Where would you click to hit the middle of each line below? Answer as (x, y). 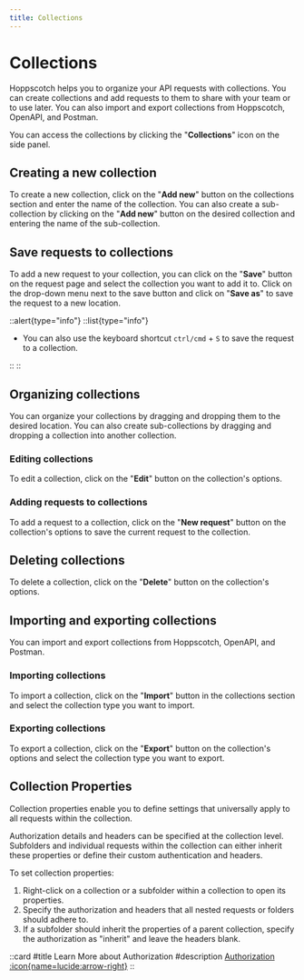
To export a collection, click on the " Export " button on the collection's (140, 748)
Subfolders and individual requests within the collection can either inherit (146, 845)
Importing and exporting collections (113, 620)
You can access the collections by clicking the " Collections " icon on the (144, 135)
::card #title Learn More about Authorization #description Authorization (142, 956)
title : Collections (46, 18)
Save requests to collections (92, 252)
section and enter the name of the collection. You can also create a (135, 205)
